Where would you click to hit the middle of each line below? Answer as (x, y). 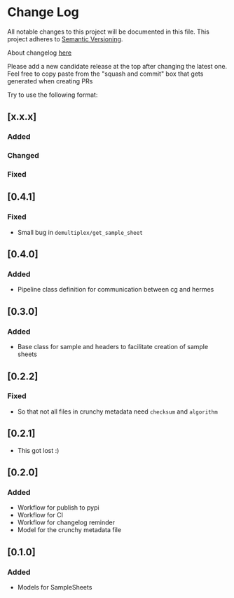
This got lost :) (38, 450)
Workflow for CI (40, 515)
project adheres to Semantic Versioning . (65, 39)
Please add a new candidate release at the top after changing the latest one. (117, 66)
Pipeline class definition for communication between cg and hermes (116, 290)
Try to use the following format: (53, 95)
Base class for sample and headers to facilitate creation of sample (113, 347)
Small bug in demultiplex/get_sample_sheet (80, 232)
